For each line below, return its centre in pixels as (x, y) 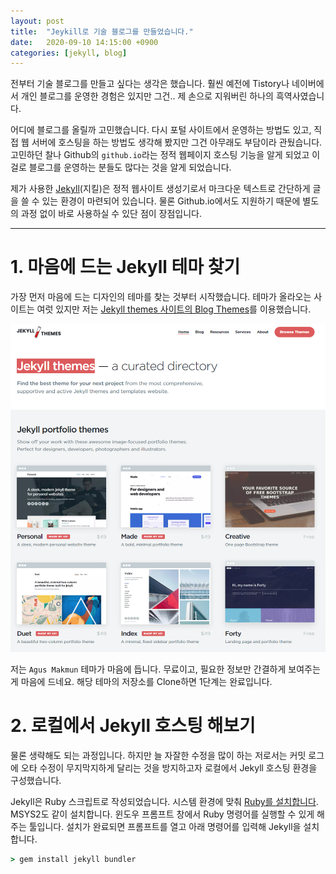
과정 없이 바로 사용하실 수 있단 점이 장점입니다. (111, 214)
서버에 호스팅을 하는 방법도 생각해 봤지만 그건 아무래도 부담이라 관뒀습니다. (177, 142)
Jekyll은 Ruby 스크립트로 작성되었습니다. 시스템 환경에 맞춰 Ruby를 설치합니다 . (164, 802)
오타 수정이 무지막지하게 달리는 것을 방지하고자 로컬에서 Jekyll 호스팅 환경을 (169, 768)
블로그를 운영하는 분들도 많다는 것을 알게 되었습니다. (130, 167)
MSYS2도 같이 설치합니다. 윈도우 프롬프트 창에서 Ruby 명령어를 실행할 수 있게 (162, 814)
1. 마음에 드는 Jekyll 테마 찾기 (125, 267)
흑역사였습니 (300, 96)
